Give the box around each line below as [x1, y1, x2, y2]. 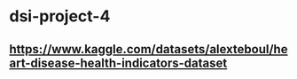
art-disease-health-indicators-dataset [9, 55, 228, 70]
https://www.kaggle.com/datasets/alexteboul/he [9, 42, 288, 57]
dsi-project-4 [9, 6, 111, 27]
